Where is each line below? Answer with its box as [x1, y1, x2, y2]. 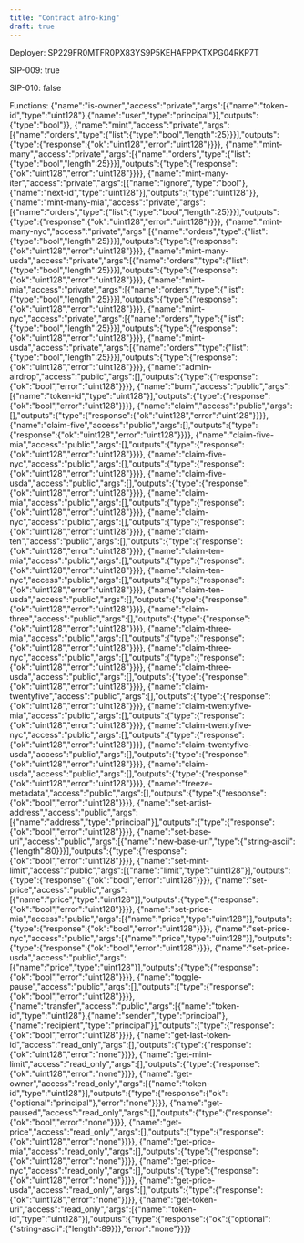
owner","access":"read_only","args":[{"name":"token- [9, 1077, 211, 1089]
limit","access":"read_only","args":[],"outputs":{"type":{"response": [9, 1058, 261, 1069]
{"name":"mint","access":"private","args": [74, 119, 230, 130]
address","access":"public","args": [9, 806, 138, 817]
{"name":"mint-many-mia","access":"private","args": [9, 197, 207, 208]
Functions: [9, 99, 49, 110]
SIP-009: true [9, 65, 61, 76]
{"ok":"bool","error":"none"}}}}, [9, 1116, 127, 1127]
